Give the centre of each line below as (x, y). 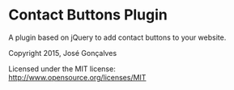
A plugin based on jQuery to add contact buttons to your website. (117, 37)
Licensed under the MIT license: (62, 69)
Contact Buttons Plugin (88, 15)
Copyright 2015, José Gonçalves (63, 53)
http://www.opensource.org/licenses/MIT (77, 77)
